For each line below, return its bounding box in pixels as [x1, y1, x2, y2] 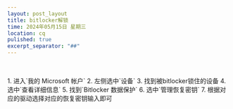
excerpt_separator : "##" [7, 43, 80, 50]
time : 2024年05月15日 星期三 [7, 23, 87, 30]
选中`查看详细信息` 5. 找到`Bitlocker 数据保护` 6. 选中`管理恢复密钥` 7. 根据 [7, 85, 220, 94]
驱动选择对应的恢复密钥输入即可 [19, 94, 113, 103]
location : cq [7, 29, 46, 37]
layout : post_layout [7, 10, 68, 17]
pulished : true [7, 36, 52, 43]
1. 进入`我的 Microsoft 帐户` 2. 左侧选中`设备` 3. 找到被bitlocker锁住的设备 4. [7, 77, 227, 85]
